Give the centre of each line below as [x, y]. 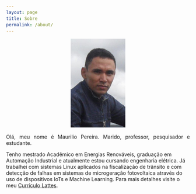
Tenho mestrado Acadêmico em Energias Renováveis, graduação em [89, 154]
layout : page [22, 12]
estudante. [19, 143]
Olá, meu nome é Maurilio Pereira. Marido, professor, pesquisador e [98, 137]
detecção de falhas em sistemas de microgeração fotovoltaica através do [94, 173]
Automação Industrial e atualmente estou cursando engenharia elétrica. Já [96, 161]
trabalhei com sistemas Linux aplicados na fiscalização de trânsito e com [94, 167]
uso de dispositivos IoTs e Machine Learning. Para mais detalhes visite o [93, 179]
